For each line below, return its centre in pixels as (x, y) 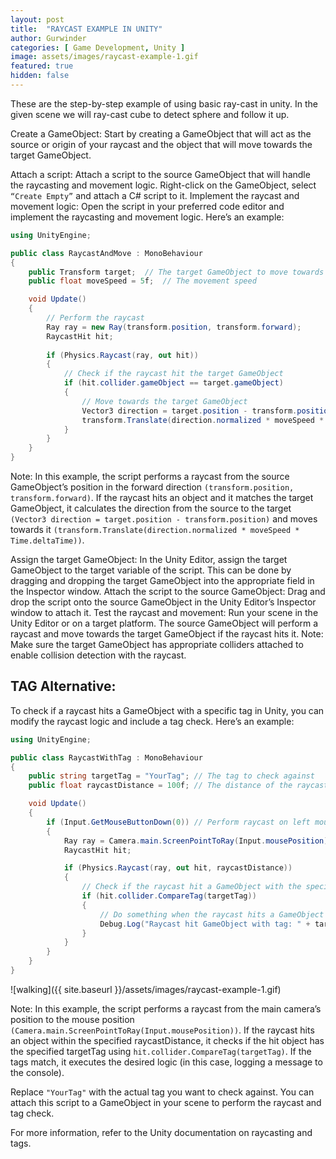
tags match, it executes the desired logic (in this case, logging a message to (166, 1062)
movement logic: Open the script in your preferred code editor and (147, 206)
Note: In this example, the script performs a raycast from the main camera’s (166, 1008)
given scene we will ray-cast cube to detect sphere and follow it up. (150, 114)
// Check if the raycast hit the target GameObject (173, 374)
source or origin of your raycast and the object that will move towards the (161, 144)
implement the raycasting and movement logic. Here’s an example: (147, 217)
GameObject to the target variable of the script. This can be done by (151, 570)
